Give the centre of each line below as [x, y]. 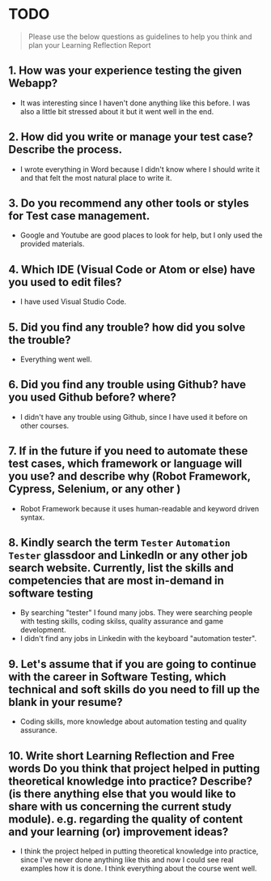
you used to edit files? [66, 282]
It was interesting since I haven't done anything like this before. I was [135, 103]
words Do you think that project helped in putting [134, 768]
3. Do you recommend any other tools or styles [129, 203]
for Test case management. [79, 216]
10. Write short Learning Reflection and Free [121, 756]
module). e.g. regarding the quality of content [126, 819]
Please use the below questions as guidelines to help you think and [140, 36]
